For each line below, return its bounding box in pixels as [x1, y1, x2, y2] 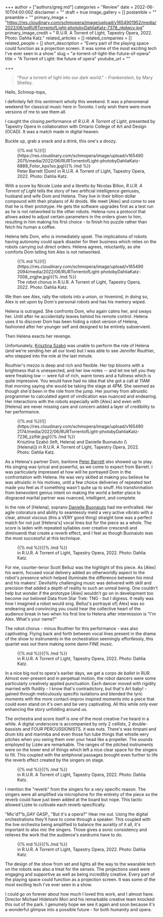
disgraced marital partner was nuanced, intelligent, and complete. [5, 495, 137, 500]
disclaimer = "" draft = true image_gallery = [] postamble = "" [34, 9, 157, 15]
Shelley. [16, 80, 33, 86]
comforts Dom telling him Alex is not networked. [5, 249, 101, 255]
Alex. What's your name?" [5, 616, 57, 622]
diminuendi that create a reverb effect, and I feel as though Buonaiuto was [5, 530, 153, 536]
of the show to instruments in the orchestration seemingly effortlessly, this [5, 636, 154, 641]
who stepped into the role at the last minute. [5, 353, 93, 359]
